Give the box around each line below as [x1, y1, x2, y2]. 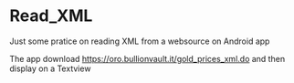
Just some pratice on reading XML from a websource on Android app [9, 36, 270, 47]
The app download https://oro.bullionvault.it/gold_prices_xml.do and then [9, 53, 286, 64]
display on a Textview [9, 63, 91, 74]
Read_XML [9, 5, 93, 26]
